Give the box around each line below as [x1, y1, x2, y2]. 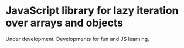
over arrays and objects [5, 16, 124, 29]
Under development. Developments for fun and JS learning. [5, 35, 150, 42]
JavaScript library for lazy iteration [5, 4, 179, 17]
